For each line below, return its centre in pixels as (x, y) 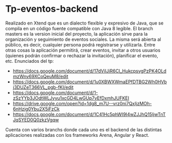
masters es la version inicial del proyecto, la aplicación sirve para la (77, 34)
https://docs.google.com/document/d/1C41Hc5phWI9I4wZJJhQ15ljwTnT (89, 114)
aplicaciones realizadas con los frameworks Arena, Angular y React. (77, 135)
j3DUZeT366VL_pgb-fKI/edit (43, 87)
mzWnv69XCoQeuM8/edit (40, 76)
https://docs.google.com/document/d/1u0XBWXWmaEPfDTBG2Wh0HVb (90, 82)
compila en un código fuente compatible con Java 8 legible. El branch (79, 28)
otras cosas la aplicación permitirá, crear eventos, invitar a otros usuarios (83, 50)
